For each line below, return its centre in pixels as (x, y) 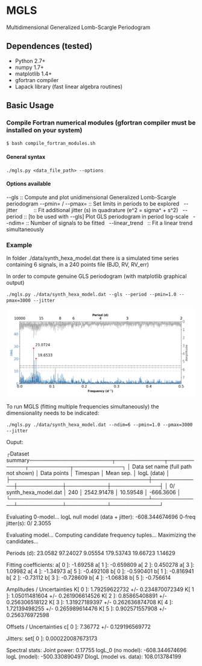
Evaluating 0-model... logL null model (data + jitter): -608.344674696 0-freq (101, 517)
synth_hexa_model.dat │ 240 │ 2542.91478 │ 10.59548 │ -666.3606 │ (93, 492)
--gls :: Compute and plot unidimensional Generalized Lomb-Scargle (91, 197)
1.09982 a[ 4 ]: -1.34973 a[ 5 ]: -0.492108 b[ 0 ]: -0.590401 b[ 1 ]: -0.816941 (100, 571)
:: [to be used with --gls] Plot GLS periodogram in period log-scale (106, 216)
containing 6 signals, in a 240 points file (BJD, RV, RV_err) (78, 265)
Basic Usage (30, 105)
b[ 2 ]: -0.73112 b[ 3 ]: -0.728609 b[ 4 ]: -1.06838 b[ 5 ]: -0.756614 (89, 577)
